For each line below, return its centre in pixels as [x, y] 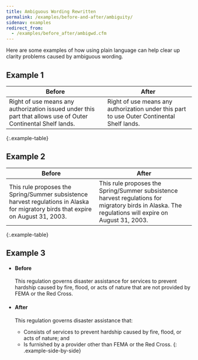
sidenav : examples [29, 22]
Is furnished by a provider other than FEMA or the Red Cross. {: [100, 344]
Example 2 [26, 157]
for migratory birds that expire [50, 209]
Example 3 [26, 253]
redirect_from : [25, 28]
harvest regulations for [131, 198]
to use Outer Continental [141, 116]
